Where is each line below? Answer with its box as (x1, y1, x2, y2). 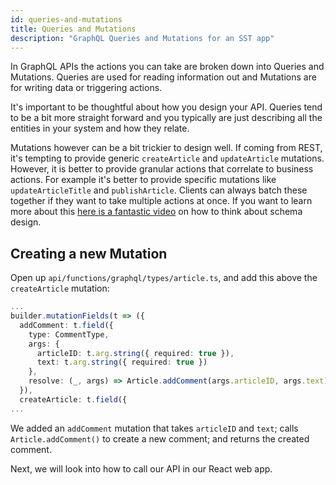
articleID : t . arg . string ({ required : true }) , (36, 348, 235, 358)
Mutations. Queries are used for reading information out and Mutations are (10, 71, 317, 83)
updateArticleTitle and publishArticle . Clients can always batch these (10, 184, 308, 196)
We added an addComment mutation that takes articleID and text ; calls (10, 422, 299, 434)
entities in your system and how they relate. (10, 122, 190, 135)
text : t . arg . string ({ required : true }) (36, 357, 208, 368)
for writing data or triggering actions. (10, 82, 163, 94)
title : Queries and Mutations (10, 24, 137, 34)
